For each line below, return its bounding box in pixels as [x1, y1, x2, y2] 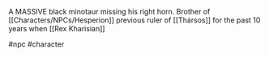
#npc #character [8, 39, 65, 49]
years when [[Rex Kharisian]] [8, 24, 105, 33]
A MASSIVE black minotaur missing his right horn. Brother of [8, 7, 211, 16]
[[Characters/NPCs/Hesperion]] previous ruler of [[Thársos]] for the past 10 [8, 15, 261, 25]
